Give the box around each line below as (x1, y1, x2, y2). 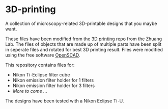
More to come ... (12, 88, 47, 94)
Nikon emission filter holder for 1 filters (12, 77, 94, 83)
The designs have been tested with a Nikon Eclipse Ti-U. (5, 98, 124, 104)
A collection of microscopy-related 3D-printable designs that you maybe (5, 20, 157, 26)
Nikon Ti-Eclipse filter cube (12, 71, 70, 77)
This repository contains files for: (5, 62, 75, 68)
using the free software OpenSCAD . (5, 52, 80, 58)
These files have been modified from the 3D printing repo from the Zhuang (5, 36, 162, 42)
